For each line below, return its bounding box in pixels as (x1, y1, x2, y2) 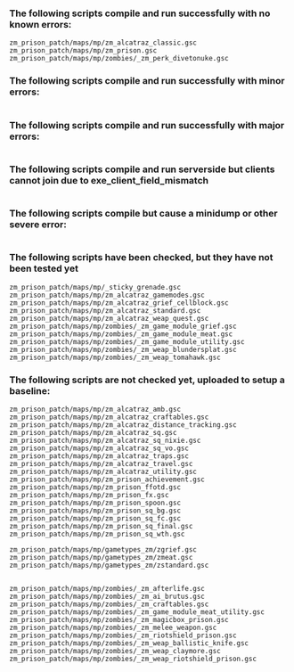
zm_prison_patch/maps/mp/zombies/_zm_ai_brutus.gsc (9, 592, 205, 602)
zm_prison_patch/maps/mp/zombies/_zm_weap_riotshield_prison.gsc (9, 654, 257, 664)
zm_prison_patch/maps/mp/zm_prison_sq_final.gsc (9, 522, 193, 531)
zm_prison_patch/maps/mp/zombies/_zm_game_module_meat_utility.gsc (9, 608, 265, 617)
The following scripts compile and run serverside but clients (9, 163, 275, 176)
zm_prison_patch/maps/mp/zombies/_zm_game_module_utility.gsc (9, 337, 245, 346)
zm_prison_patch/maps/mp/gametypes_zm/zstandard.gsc (9, 561, 209, 570)
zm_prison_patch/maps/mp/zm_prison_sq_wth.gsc (9, 529, 185, 539)
